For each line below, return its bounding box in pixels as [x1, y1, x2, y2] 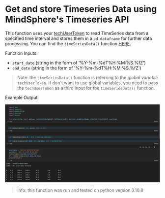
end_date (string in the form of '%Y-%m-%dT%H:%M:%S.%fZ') [12, 65, 141, 71]
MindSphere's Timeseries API [5, 14, 129, 25]
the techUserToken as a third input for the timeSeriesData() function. [17, 85, 155, 91]
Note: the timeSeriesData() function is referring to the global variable [17, 74, 158, 80]
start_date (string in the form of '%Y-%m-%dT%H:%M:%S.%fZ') [12, 60, 146, 66]
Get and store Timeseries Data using [5, 3, 157, 15]
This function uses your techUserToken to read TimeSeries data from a [5, 30, 149, 36]
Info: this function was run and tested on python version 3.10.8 [17, 187, 143, 193]
